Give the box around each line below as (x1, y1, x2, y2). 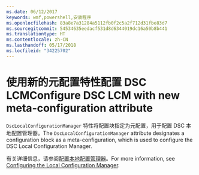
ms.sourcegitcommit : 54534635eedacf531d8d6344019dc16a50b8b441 (6, 25, 168, 32)
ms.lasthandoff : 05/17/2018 (6, 43, 77, 49)
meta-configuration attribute (6, 101, 153, 114)
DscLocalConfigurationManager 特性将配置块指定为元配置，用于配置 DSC (6, 122, 185, 129)
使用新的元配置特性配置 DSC (6, 76, 147, 89)
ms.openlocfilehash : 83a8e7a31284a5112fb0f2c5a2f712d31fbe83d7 (6, 20, 168, 26)
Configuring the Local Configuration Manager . (6, 161, 120, 168)
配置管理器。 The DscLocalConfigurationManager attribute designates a (11, 129, 185, 137)
